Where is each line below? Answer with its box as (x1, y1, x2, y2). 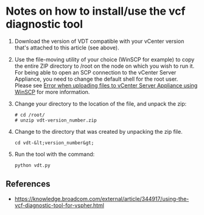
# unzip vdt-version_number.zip (14, 117, 97, 123)
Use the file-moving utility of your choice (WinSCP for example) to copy (14, 56, 195, 63)
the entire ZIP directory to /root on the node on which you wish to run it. (14, 62, 195, 70)
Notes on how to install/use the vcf (5, 4, 186, 18)
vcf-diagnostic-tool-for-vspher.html (14, 202, 105, 209)
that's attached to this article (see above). (14, 44, 119, 51)
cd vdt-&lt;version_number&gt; (14, 139, 94, 146)
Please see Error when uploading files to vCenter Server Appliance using (14, 81, 198, 89)
